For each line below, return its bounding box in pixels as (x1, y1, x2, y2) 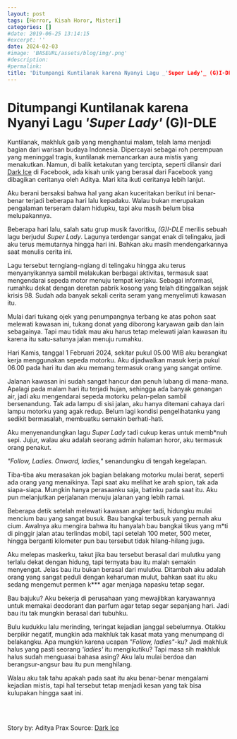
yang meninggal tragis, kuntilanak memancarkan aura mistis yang (7, 153, 198, 161)
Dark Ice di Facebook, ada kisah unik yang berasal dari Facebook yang (7, 168, 213, 176)
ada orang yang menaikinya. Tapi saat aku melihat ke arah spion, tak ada (7, 478, 219, 487)
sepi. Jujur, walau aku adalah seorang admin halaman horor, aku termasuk (7, 436, 223, 444)
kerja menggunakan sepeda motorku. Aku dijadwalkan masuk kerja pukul (7, 356, 220, 365)
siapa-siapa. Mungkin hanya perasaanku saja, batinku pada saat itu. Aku (7, 486, 218, 494)
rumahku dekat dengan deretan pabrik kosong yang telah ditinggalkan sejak (7, 283, 229, 293)
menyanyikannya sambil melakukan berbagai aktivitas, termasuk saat (7, 269, 209, 277)
